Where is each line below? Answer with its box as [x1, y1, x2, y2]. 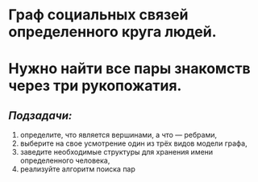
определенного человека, [19, 155, 110, 166]
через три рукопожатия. [8, 77, 182, 95]
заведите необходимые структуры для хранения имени [19, 147, 214, 157]
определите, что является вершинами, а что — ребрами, [19, 130, 218, 140]
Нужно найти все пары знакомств [8, 60, 252, 78]
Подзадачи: [8, 109, 73, 122]
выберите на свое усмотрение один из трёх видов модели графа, [19, 139, 248, 148]
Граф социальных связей [8, 6, 189, 24]
